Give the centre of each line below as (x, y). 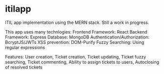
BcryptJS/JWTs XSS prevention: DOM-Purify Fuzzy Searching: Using (75, 42)
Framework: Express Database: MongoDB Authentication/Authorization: (77, 37)
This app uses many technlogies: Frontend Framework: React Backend (76, 32)
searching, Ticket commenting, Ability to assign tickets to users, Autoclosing (82, 62)
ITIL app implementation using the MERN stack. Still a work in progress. (77, 22)
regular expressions (25, 47)
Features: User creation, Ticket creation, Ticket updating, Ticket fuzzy (76, 56)
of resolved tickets (24, 67)
